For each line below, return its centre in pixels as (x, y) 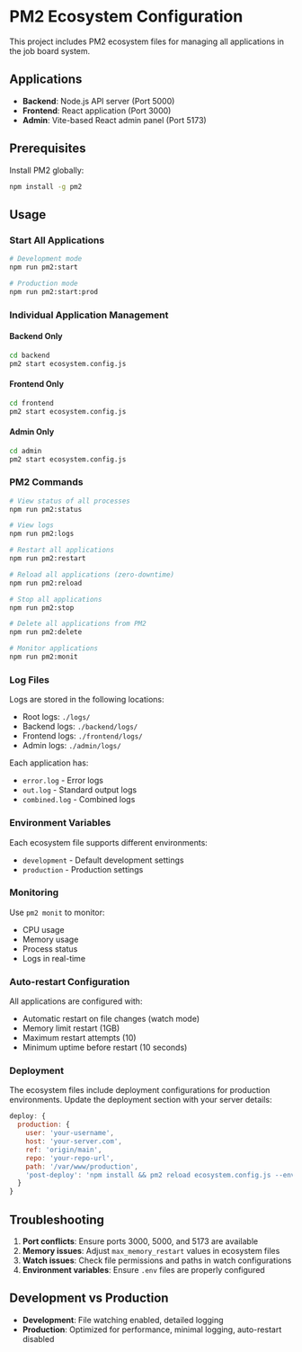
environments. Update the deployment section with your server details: (141, 1100)
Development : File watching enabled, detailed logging (123, 1320)
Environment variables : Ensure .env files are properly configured (143, 1270)
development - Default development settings (103, 860)
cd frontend (31, 403)
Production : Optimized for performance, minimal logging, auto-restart (152, 1330)
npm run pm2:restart (48, 559)
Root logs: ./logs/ (56, 717)
